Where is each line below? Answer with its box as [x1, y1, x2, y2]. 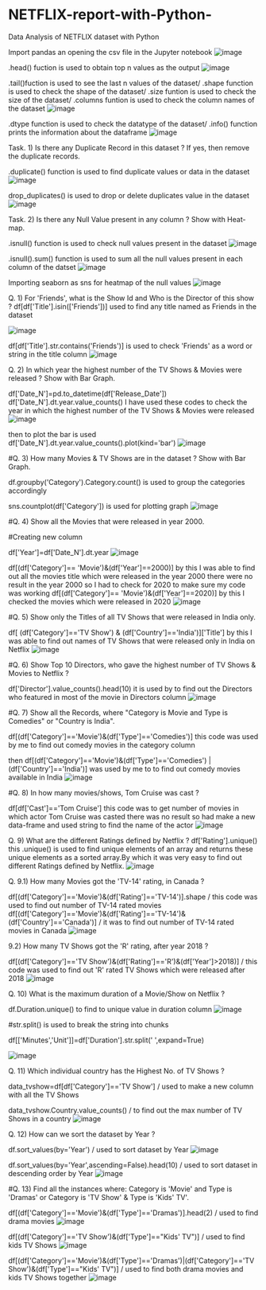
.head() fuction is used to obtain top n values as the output [8, 62, 200, 72]
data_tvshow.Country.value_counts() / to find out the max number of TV [8, 1105, 242, 1115]
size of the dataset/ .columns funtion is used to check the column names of [8, 95, 256, 104]
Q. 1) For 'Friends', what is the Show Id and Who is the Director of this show [8, 293, 255, 303]
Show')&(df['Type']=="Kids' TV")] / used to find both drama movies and [8, 1264, 244, 1273]
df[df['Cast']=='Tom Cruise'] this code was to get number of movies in [8, 803, 240, 813]
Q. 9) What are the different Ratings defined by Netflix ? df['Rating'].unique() [8, 835, 258, 845]
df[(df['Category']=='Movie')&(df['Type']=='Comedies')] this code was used [8, 731, 259, 741]
